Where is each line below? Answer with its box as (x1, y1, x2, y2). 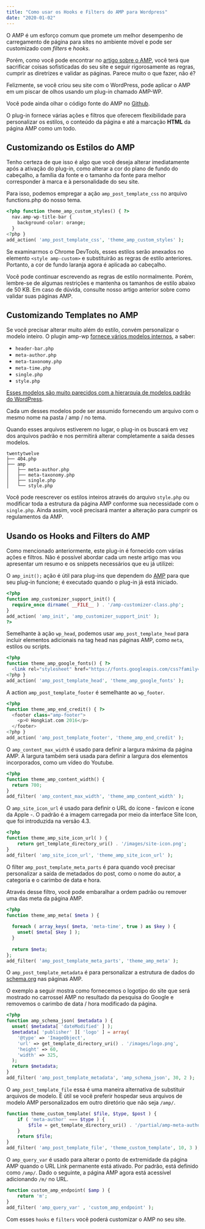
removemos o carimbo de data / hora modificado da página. (6, 1000, 157, 1008)
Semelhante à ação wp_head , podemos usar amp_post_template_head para (6, 630, 189, 637)
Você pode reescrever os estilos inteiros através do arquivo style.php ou (6, 494, 190, 501)
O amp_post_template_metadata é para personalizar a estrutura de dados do (6, 969, 195, 976)
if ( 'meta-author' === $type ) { (17, 1116, 105, 1122)
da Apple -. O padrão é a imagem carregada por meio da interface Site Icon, (6, 811, 198, 819)
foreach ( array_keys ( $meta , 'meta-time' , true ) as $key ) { (12, 923, 176, 930)
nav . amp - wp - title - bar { (12, 214, 72, 221)
